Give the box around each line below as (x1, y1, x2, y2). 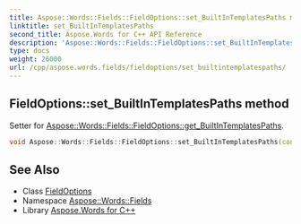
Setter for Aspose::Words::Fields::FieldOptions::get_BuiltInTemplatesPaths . (9, 120, 285, 131)
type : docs (9, 47, 50, 56)
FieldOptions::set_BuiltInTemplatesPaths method (9, 96, 289, 112)
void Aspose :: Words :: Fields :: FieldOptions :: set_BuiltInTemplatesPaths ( (9, 137, 282, 146)
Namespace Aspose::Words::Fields (21, 195, 152, 206)
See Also (9, 162, 60, 177)
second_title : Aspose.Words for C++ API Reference (9, 30, 202, 39)
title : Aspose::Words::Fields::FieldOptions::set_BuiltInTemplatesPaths (9, 13, 287, 22)
